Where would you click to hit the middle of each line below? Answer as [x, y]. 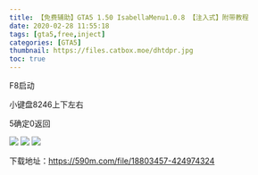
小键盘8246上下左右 [46, 104]
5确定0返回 [30, 123]
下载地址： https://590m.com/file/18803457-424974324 [112, 161]
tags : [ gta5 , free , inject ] [57, 34]
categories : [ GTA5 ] [46, 42]
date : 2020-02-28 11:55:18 [59, 26]
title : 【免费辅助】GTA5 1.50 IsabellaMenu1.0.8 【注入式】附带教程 [129, 17]
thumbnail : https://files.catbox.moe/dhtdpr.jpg [101, 51]
